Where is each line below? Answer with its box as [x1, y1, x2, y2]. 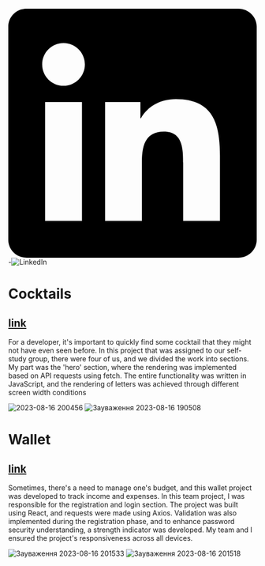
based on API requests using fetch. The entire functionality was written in [8, 371, 247, 380]
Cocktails [8, 285, 73, 303]
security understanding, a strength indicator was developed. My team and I [8, 525, 252, 534]
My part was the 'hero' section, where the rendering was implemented [8, 363, 237, 372]
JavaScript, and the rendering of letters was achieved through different [8, 379, 239, 388]
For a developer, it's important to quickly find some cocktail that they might [8, 338, 252, 346]
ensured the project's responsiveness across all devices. [8, 534, 193, 542]
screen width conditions [8, 388, 87, 397]
